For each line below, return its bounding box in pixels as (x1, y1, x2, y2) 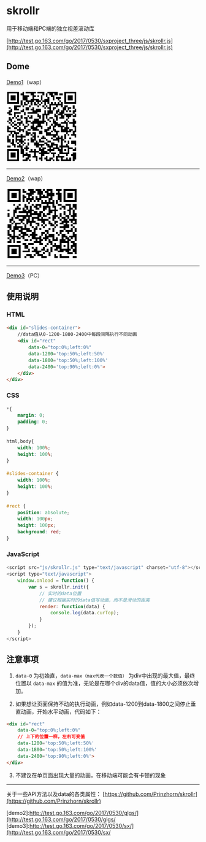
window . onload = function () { (17, 577, 95, 584)
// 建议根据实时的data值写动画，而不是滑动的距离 (39, 597, 150, 603)
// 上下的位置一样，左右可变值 (17, 734, 85, 740)
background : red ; (17, 529, 62, 535)
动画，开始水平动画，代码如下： (20, 708, 102, 715)
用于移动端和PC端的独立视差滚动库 (6, 25, 95, 32)
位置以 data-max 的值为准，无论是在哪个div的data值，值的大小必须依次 (15, 679, 194, 687)
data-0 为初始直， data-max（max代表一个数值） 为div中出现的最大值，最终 (15, 671, 196, 679)
